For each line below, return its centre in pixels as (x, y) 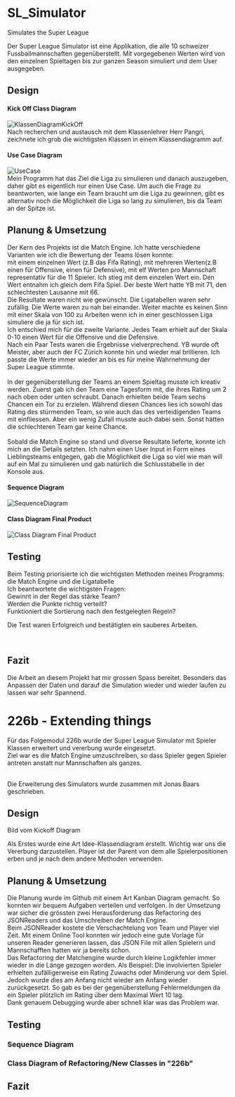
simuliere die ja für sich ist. (46, 322)
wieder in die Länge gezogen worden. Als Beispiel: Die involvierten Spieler (115, 966)
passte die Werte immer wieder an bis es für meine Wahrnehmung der (109, 359)
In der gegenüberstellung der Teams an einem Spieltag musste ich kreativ (114, 382)
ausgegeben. (26, 68)
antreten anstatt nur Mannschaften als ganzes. (75, 763)
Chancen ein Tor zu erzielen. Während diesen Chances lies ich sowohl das (115, 404)
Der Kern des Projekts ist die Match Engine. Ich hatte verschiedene (104, 247)
